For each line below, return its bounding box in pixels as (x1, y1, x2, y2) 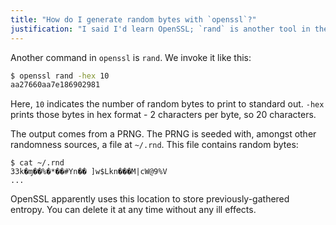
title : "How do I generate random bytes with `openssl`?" (10, 14, 257, 25)
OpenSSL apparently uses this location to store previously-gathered (10, 193, 290, 205)
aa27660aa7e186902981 (10, 80, 101, 90)
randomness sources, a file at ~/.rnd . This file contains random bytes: (10, 139, 299, 151)
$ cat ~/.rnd (10, 158, 65, 168)
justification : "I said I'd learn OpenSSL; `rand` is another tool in (10, 24, 311, 34)
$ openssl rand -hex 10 (10, 71, 110, 81)
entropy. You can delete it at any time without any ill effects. (10, 204, 257, 216)
